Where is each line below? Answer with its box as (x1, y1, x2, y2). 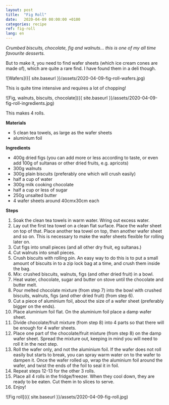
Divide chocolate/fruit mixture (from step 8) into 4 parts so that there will (13, 319, 164, 326)
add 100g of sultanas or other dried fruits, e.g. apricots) (13, 160, 129, 166)
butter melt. (13, 282, 37, 288)
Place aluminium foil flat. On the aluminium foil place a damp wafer (13, 309, 152, 314)
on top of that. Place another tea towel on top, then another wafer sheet (13, 228, 162, 234)
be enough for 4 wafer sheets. (13, 325, 77, 331)
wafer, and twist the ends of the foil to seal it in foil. (13, 362, 120, 369)
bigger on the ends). (13, 303, 56, 309)
